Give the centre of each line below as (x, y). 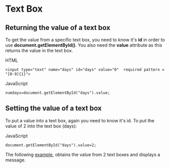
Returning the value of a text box (58, 28)
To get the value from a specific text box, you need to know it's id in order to (85, 40)
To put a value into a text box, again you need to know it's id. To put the (80, 120)
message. (15, 160)
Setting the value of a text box (54, 108)
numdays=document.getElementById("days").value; (58, 93)
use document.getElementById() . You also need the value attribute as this (84, 45)
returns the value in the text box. (39, 51)
